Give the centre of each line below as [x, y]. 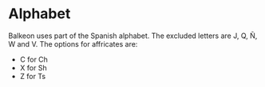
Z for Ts [33, 76]
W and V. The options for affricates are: [73, 43]
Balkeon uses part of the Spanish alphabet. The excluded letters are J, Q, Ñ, [133, 36]
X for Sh [33, 67]
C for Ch [34, 59]
